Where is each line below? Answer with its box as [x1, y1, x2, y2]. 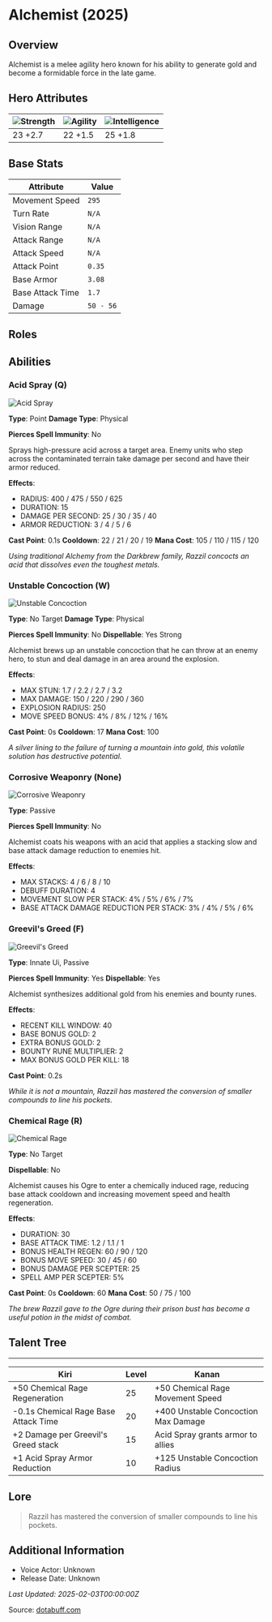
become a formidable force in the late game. [8, 68, 156, 78]
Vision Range [12, 221, 63, 232]
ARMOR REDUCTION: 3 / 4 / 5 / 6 [19, 519, 132, 529]
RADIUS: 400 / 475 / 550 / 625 [19, 493, 123, 504]
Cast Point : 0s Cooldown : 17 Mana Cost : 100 [8, 727, 159, 736]
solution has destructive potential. [8, 752, 122, 761]
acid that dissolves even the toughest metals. [8, 560, 160, 569]
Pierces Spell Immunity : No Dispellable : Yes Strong [8, 630, 182, 639]
